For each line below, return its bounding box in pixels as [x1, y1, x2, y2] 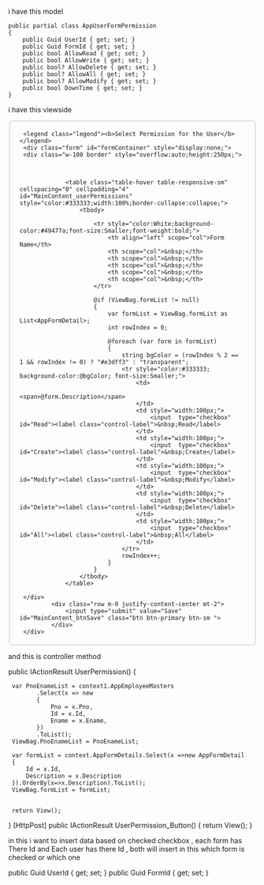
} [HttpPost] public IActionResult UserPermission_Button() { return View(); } [8, 821, 253, 830]
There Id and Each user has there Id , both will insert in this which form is [8, 845, 245, 853]
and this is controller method [8, 652, 102, 661]
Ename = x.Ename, [50, 717, 108, 725]
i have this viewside [8, 105, 73, 114]
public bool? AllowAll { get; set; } [22, 70, 147, 78]
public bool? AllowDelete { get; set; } [22, 63, 157, 71]
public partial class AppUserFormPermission [8, 22, 157, 30]
